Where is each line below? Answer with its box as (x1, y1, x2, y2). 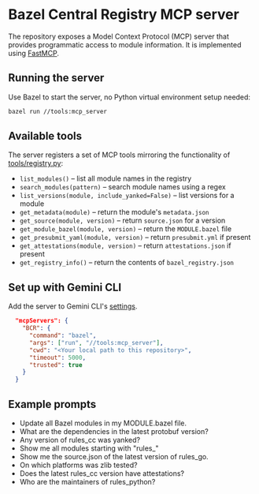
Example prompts (8, 397, 97, 411)
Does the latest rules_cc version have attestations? (19, 468, 185, 478)
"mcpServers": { (15, 317, 68, 325)
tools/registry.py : (8, 159, 64, 168)
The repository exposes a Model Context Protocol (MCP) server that (8, 32, 230, 41)
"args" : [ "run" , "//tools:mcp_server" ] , (28, 339, 164, 346)
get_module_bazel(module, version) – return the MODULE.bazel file (19, 224, 232, 234)
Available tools (8, 129, 83, 143)
